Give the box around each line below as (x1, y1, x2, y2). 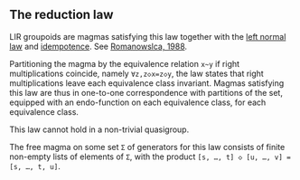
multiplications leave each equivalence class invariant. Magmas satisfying (9, 77, 285, 89)
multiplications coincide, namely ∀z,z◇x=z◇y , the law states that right (9, 68, 264, 79)
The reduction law (9, 7, 114, 23)
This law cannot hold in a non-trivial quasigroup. (9, 124, 190, 135)
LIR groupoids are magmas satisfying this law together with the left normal (9, 31, 286, 42)
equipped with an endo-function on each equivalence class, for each (9, 97, 267, 108)
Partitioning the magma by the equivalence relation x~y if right (9, 58, 240, 69)
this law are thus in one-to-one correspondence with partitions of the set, (9, 87, 283, 98)
